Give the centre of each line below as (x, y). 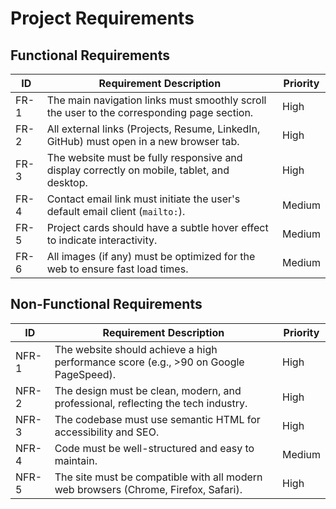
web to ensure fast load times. (117, 269)
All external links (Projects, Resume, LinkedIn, (153, 129)
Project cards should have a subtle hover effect (157, 227)
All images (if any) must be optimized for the (151, 256)
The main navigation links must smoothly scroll (156, 100)
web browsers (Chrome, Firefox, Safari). (148, 489)
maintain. (76, 460)
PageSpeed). (85, 374)
